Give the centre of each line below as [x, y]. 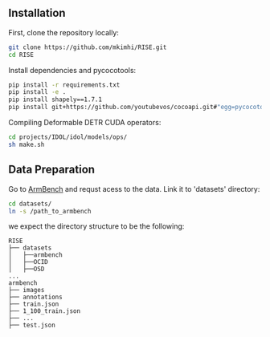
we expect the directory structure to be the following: [96, 226]
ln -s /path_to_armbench [50, 211]
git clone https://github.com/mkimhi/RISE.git [88, 47]
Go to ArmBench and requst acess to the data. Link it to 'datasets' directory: [134, 189]
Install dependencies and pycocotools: [72, 70]
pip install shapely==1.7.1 [55, 99]
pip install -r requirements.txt [64, 85]
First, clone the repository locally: [63, 32]
